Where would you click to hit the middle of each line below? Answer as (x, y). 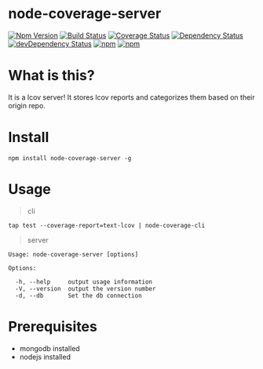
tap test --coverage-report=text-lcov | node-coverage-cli (107, 225)
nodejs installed (45, 356)
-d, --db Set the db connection (79, 295)
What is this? (52, 76)
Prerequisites (53, 326)
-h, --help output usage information (84, 282)
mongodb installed (49, 348)
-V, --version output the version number (86, 289)
